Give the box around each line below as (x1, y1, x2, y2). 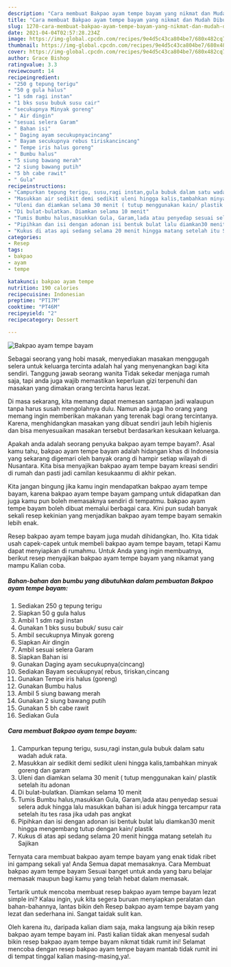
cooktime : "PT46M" (8, 304, 60, 311)
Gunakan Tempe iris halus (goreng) (17, 674, 118, 682)
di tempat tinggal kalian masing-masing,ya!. (8, 952, 131, 960)
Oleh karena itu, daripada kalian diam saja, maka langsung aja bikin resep (8, 922, 215, 931)
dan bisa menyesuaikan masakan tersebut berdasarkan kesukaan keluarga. (8, 426, 220, 434)
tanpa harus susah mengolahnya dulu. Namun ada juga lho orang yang (8, 404, 208, 412)
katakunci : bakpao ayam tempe (8, 278, 95, 285)
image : (8, 36, 27, 43)
